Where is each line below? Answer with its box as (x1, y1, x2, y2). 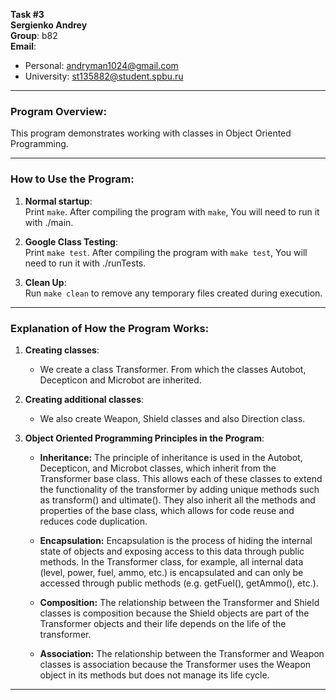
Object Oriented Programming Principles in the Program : (24, 432, 265, 444)
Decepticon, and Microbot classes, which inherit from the (39, 462, 277, 474)
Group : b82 (10, 30, 58, 41)
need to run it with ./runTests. (24, 257, 147, 269)
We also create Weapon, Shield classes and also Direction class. (39, 412, 306, 424)
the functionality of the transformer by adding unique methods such (39, 483, 320, 495)
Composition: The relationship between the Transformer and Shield (39, 596, 320, 608)
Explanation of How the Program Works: (10, 321, 210, 335)
